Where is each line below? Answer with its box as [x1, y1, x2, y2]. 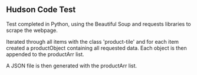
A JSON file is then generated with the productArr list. [6, 62, 137, 69]
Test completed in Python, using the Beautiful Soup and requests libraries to [6, 20, 191, 27]
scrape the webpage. [6, 27, 58, 34]
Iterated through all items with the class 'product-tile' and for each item [6, 38, 179, 45]
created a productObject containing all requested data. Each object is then [6, 44, 187, 51]
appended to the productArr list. [6, 50, 84, 58]
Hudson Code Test [6, 5, 76, 15]
